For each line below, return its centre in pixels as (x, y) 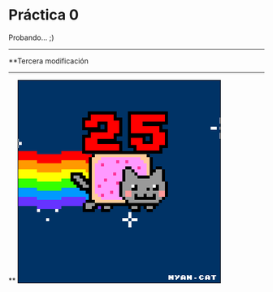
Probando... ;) (31, 37)
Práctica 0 (44, 15)
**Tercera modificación (49, 61)
